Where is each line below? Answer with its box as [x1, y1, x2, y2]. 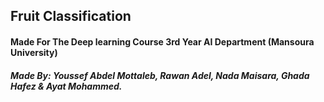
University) [10, 46, 58, 58]
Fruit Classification [10, 8, 132, 25]
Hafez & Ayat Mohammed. [10, 80, 123, 92]
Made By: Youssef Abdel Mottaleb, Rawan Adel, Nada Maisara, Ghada [10, 69, 310, 81]
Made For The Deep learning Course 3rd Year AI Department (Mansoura [10, 35, 315, 48]
